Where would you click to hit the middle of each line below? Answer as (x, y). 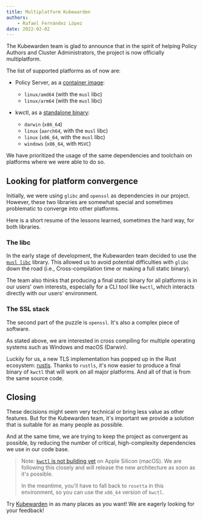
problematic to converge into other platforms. (63, 209)
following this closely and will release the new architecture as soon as (108, 468)
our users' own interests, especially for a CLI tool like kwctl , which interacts (101, 287)
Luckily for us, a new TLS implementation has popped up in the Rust (92, 358)
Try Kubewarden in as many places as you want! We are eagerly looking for (101, 504)
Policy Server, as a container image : (60, 83)
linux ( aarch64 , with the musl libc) (66, 131)
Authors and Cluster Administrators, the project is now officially (85, 53)
